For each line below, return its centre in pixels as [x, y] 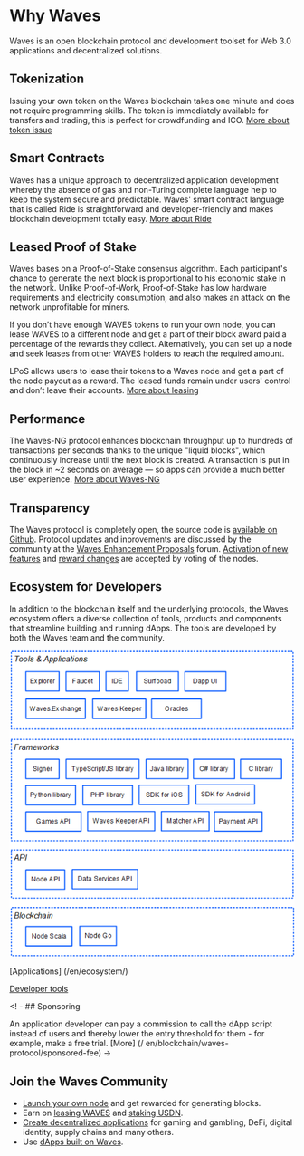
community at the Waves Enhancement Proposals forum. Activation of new [149, 549]
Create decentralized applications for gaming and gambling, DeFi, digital [157, 1122]
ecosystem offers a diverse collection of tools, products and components [146, 618]
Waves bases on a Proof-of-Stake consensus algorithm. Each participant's [148, 269]
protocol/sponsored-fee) [56, 1053]
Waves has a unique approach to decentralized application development [144, 180]
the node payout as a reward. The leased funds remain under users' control [150, 381]
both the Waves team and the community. [87, 637]
